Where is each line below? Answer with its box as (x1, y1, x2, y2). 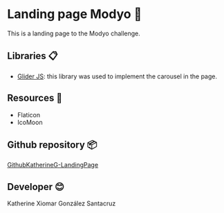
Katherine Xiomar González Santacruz (7, 199, 116, 207)
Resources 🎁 (7, 92, 63, 104)
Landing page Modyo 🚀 (7, 6, 142, 22)
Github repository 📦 (7, 139, 97, 151)
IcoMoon (17, 118, 43, 126)
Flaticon (17, 110, 40, 119)
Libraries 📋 (7, 50, 58, 62)
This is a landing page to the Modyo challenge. (7, 29, 140, 37)
